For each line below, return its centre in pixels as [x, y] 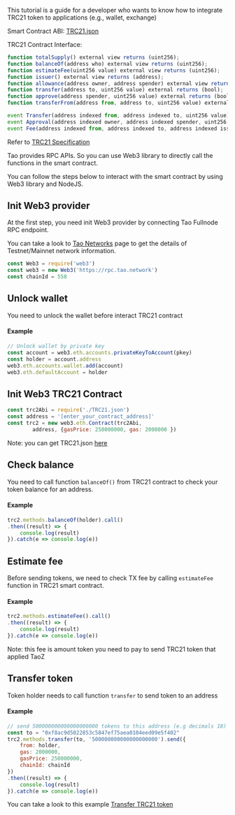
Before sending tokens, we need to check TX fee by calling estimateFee [110, 578]
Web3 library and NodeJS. [45, 184]
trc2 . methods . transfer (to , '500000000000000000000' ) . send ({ [97, 739]
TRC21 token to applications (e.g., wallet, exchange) [82, 17]
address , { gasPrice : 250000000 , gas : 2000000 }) [105, 429]
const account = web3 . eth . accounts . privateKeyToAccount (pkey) [100, 352]
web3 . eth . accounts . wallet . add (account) [65, 366]
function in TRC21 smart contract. [56, 586]
